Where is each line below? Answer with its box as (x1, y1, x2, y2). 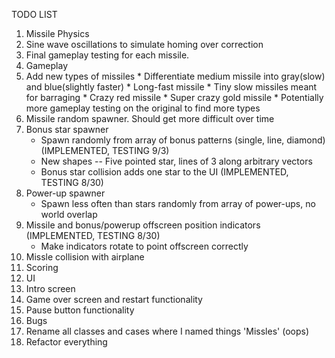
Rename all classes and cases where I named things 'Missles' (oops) (25, 325, 310, 337)
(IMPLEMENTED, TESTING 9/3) (40, 145, 170, 156)
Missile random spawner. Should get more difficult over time (25, 113, 275, 124)
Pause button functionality (25, 304, 135, 316)
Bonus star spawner (25, 124, 109, 135)
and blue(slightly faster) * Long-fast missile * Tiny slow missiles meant (25, 81, 318, 93)
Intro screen (25, 283, 76, 294)
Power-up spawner (25, 187, 106, 199)
